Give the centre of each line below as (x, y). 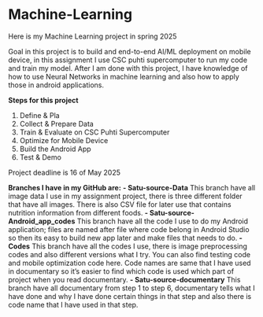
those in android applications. (56, 85)
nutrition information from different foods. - (78, 212)
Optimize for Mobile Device (64, 140)
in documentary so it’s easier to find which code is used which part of (121, 271)
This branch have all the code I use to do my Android (163, 221)
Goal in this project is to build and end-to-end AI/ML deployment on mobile (130, 51)
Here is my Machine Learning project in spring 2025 (93, 36)
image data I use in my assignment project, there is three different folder (125, 196)
